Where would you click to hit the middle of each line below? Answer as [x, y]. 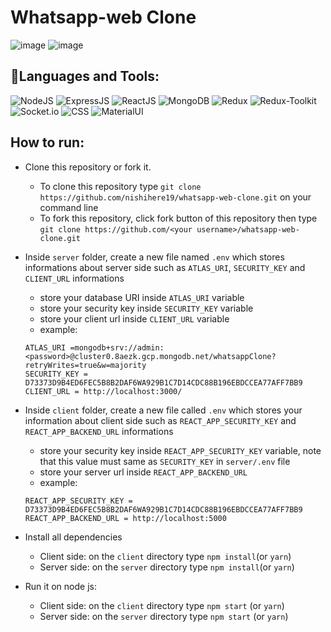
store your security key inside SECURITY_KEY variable [146, 308]
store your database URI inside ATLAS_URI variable [142, 297]
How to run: [47, 142]
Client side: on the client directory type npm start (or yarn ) [162, 605]
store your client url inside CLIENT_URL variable [134, 318]
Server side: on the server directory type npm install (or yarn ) [167, 567]
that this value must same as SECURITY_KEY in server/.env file [165, 461]
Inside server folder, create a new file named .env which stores [154, 257]
